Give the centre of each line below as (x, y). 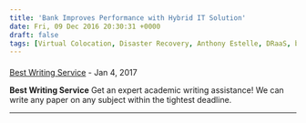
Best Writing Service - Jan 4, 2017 (74, 72)
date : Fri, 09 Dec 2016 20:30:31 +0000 (85, 26)
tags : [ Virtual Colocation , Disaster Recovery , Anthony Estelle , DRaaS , (150, 43)
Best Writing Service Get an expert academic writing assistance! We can (147, 90)
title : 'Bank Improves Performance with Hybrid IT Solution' (128, 18)
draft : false (34, 35)
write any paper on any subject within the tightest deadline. (121, 99)
